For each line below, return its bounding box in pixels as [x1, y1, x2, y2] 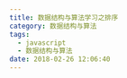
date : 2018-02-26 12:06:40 [9, 55, 111, 64]
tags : [9, 30, 30, 39]
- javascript [17, 38, 67, 48]
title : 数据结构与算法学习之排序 [9, 13, 119, 22]
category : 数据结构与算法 [9, 22, 97, 30]
